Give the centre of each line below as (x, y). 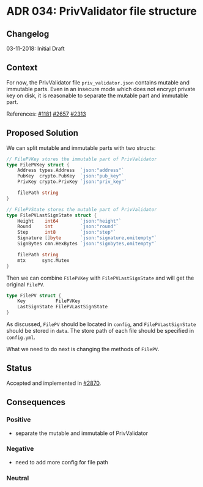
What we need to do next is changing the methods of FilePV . (83, 349)
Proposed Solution (42, 133)
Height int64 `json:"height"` (69, 221)
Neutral (18, 478)
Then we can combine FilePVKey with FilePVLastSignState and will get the (100, 278)
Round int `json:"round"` (68, 227)
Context (22, 68)
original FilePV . (25, 284)
